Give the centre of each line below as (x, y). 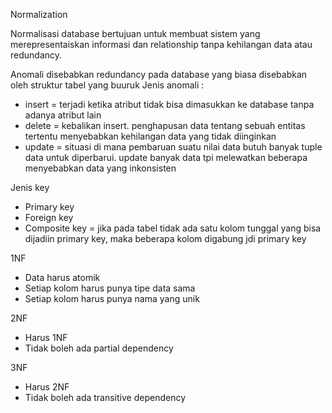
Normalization (39, 14)
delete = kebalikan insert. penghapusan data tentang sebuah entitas (165, 125)
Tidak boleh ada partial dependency (99, 348)
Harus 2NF (47, 387)
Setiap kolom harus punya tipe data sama (110, 288)
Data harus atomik (62, 277)
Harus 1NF (46, 337)
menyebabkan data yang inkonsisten (100, 168)
